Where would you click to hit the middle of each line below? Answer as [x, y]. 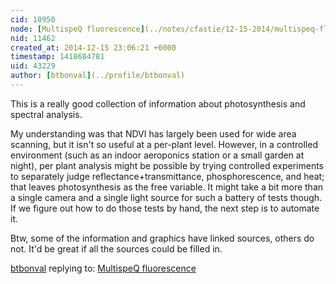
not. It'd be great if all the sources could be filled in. [116, 248]
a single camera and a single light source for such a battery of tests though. [166, 197]
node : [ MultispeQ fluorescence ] [77, 29]
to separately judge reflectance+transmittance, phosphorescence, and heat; [167, 176]
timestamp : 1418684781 [57, 57]
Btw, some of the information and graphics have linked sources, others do [162, 238]
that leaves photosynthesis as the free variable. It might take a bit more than [167, 187]
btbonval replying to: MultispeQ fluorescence [103, 268]
